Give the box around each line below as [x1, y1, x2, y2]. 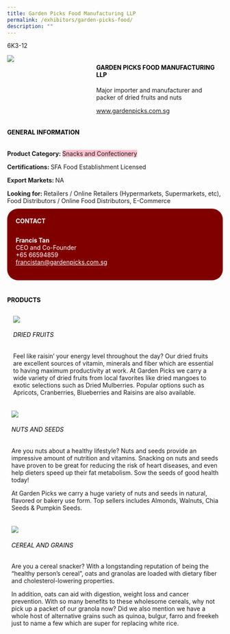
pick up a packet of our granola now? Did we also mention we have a [11, 604, 206, 613]
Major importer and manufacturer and [96, 86, 203, 94]
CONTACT [16, 217, 46, 225]
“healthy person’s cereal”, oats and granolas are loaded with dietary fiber [11, 570, 217, 578]
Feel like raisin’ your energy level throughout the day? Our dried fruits [12, 351, 209, 360]
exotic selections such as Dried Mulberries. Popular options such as [12, 381, 205, 389]
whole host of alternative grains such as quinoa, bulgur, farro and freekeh [11, 612, 219, 620]
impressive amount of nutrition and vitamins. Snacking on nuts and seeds [11, 454, 218, 462]
